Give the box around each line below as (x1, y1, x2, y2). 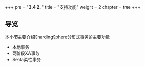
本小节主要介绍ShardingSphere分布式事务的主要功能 (5, 34, 110, 40)
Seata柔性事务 (12, 56, 41, 62)
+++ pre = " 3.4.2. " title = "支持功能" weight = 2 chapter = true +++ (5, 4, 141, 10)
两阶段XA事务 (12, 50, 40, 56)
